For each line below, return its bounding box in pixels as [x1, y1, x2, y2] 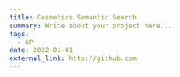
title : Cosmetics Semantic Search [9, 12, 137, 22]
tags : [9, 29, 29, 38]
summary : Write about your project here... [9, 21, 173, 30]
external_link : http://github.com [9, 54, 137, 63]
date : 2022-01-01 [9, 46, 74, 55]
